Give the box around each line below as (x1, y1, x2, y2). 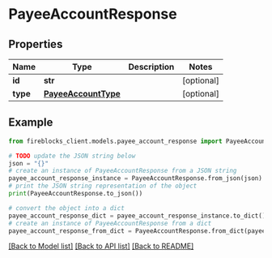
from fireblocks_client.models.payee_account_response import (8, 137, 223, 145)
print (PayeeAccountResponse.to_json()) (8, 190, 143, 198)
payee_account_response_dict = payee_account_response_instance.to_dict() (8, 212, 266, 220)
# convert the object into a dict (8, 204, 125, 212)
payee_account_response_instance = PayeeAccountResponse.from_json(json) (8, 174, 263, 183)
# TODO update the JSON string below (8, 152, 136, 160)
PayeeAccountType (43, 88, 121, 99)
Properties (8, 37, 63, 51)
